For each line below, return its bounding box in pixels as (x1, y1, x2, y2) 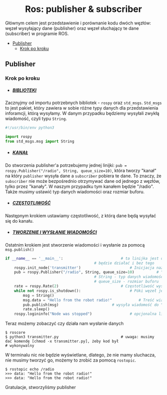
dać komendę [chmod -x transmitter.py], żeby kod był (5, 339, 119, 344)
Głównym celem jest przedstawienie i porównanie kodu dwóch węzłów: (5, 20, 152, 26)
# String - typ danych (94, 274, 141, 279)
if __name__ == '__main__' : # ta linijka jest (5, 256, 159, 261)
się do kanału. (5, 218, 34, 224)
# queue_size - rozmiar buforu (94, 279, 159, 284)
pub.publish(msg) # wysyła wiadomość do (23, 302, 159, 307)
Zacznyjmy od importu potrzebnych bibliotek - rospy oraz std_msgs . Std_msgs (5, 100, 162, 106)
